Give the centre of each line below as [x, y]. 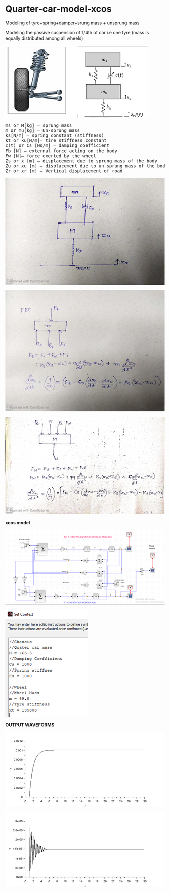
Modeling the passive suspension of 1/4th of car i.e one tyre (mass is [77, 32]
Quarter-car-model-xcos [59, 9]
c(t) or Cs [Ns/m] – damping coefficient [57, 145]
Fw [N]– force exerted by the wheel [51, 156]
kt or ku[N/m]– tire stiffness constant [56, 140]
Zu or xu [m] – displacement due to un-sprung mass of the [80, 166]
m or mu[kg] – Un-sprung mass [43, 130]
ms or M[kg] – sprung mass [39, 125]
